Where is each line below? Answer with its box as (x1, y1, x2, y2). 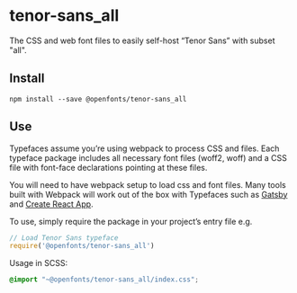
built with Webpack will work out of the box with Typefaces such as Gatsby (9, 189, 288, 200)
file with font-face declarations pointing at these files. (9, 162, 208, 173)
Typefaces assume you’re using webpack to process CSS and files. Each (9, 143, 280, 154)
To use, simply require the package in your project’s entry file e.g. (9, 216, 253, 226)
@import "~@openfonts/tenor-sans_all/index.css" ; (9, 275, 200, 284)
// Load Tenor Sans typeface (9, 233, 119, 243)
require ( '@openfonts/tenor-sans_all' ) (9, 242, 155, 251)
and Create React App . (9, 199, 94, 209)
